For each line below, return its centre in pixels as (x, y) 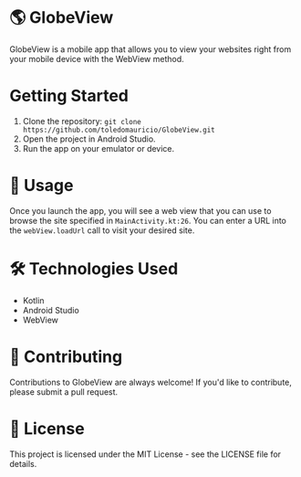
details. (23, 463)
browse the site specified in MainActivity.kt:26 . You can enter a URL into (148, 220)
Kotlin (33, 300)
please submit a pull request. (64, 392)
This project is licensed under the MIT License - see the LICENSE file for (145, 454)
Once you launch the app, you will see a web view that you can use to (140, 210)
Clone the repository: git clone (82, 121)
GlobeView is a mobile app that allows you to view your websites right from (150, 49)
